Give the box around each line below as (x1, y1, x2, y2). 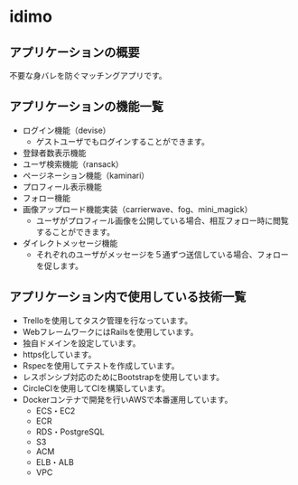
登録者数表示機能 (22, 147, 87, 158)
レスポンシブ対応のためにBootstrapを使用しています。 (22, 371, 225, 382)
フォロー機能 (22, 192, 70, 203)
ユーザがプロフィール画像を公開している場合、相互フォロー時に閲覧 (35, 215, 289, 226)
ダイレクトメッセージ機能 (22, 238, 118, 248)
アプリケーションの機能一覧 (9, 99, 164, 115)
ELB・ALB (35, 456, 74, 467)
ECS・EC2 (35, 405, 76, 416)
